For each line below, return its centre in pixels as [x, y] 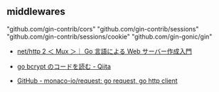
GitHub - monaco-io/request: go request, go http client [97, 81]
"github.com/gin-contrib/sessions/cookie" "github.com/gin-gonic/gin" [109, 36]
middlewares [36, 12]
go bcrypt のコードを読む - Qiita [64, 66]
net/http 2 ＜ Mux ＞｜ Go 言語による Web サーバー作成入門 [105, 51]
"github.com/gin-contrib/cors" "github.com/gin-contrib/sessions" [103, 29]
